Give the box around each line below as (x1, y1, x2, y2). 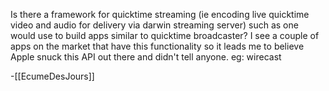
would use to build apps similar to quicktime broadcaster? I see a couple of (10, 30, 320, 41)
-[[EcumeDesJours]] (10, 70, 95, 82)
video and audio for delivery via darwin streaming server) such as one (10, 19, 299, 31)
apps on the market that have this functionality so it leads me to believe (10, 40, 305, 52)
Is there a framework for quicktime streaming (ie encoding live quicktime (10, 9, 310, 20)
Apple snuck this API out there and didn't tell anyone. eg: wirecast (10, 51, 282, 63)
